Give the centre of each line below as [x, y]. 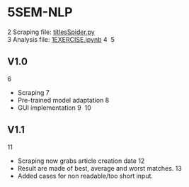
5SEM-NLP [40, 12]
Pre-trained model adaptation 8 [63, 100]
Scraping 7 [33, 92]
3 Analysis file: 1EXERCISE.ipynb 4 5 [61, 39]
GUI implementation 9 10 [55, 108]
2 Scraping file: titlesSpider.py [51, 32]
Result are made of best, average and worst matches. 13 [99, 168]
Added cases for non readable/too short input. [85, 176]
